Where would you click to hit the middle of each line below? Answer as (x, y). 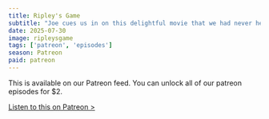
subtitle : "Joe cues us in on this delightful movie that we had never (130, 23)
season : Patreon (35, 53)
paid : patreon (32, 61)
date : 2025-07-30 (37, 30)
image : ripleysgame (41, 38)
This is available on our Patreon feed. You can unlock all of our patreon (125, 83)
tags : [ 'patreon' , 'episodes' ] (60, 46)
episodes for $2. (35, 91)
